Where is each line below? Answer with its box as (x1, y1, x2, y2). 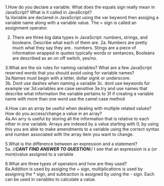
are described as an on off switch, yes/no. (12, 55, 97, 61)
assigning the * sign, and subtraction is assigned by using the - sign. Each (5, 171, 155, 177)
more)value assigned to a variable (5, 151, 73, 157)
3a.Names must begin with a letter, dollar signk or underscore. (5, 75, 131, 81)
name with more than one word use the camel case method (5, 96, 125, 102)
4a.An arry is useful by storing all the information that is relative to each (5, 116, 149, 121)
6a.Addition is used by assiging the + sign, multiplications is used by (5, 166, 143, 172)
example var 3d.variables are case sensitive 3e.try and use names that (5, 86, 148, 91)
